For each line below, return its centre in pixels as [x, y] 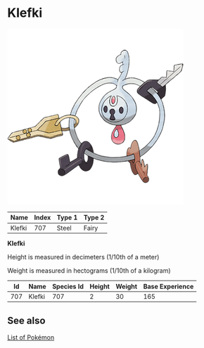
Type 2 [94, 218]
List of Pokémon [31, 337]
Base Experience [168, 286]
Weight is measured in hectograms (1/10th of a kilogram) [89, 271]
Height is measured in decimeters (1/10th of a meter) [83, 257]
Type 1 [67, 218]
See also [26, 320]
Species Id [68, 286]
